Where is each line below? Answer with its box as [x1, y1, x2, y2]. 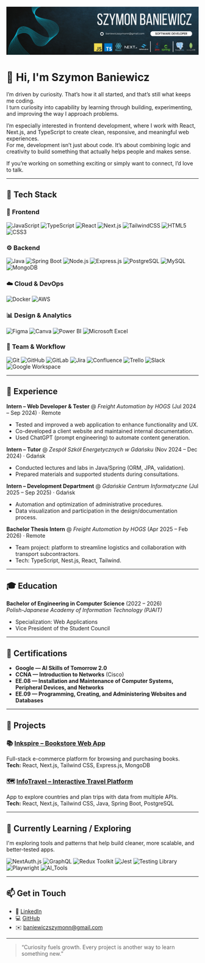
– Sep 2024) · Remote [6, 409, 61, 416]
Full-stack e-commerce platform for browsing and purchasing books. [6, 755, 180, 762]
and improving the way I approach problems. [6, 110, 119, 117]
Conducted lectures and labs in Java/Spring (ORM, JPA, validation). [15, 464, 185, 471]
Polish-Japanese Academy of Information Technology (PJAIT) [6, 607, 163, 614]
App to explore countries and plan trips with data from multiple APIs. [6, 793, 178, 801]
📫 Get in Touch [6, 889, 67, 899]
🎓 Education [6, 581, 58, 591]
